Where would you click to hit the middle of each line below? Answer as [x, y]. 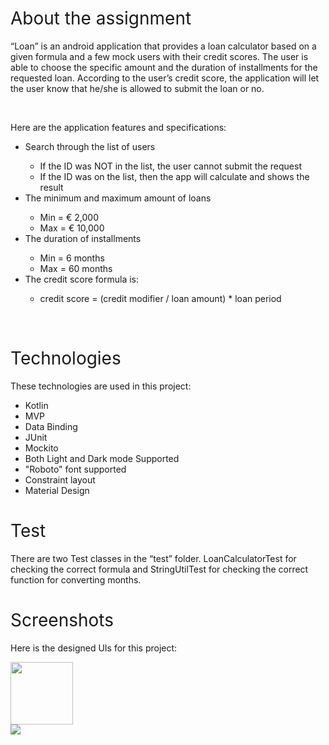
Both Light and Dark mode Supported [102, 458]
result [51, 187]
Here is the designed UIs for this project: [94, 648]
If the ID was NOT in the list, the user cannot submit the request [170, 166]
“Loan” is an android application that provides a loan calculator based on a [163, 46]
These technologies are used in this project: [101, 386]
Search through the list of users [90, 146]
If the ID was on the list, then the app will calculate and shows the [174, 176]
